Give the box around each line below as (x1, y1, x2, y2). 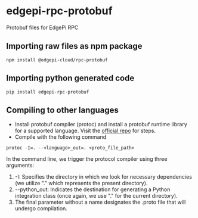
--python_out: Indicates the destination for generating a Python (14, 186, 171, 193)
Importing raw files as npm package (6, 41, 143, 51)
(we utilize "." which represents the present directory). (14, 180, 148, 187)
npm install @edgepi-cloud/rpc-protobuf (6, 57, 109, 63)
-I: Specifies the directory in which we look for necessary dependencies (14, 173, 193, 180)
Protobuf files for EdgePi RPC (6, 24, 79, 31)
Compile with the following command (14, 133, 107, 141)
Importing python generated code (6, 73, 135, 83)
